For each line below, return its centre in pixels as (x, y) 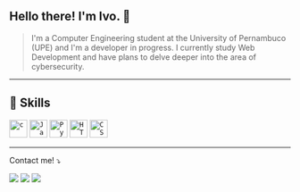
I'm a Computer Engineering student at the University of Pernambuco (158, 38)
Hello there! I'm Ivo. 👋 (70, 17)
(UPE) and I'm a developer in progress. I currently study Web (143, 47)
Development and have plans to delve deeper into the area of (144, 57)
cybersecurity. (58, 66)
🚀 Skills (30, 103)
